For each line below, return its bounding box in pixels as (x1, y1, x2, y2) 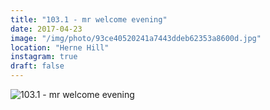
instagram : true (10, 52, 78, 62)
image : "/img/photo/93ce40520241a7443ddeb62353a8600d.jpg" (10, 33, 262, 43)
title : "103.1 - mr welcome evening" (10, 14, 168, 25)
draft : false (10, 61, 65, 71)
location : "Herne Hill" (10, 42, 110, 53)
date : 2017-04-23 (10, 24, 83, 34)
